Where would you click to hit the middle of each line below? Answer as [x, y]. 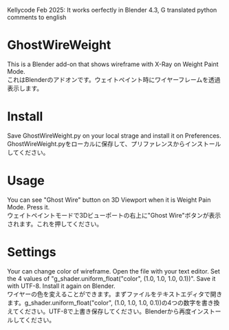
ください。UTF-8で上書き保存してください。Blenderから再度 [105, 311]
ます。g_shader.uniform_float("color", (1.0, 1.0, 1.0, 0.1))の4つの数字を [105, 302]
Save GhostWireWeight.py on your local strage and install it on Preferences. [114, 135]
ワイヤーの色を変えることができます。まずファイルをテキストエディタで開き [115, 294]
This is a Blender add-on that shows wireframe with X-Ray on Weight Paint [113, 64]
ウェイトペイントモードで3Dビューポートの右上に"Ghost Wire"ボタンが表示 [114, 215]
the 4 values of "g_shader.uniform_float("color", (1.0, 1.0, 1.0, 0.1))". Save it [111, 278]
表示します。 [25, 88]
